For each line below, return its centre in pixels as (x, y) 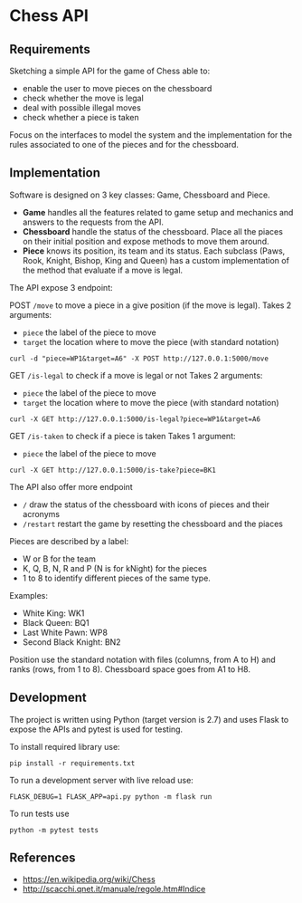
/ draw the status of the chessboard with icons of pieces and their (146, 504)
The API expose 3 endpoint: (61, 287)
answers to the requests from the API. (93, 222)
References (42, 858)
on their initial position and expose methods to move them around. (146, 241)
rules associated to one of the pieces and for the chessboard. (124, 144)
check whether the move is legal (83, 98)
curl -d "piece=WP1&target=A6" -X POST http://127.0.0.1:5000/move (139, 359)
